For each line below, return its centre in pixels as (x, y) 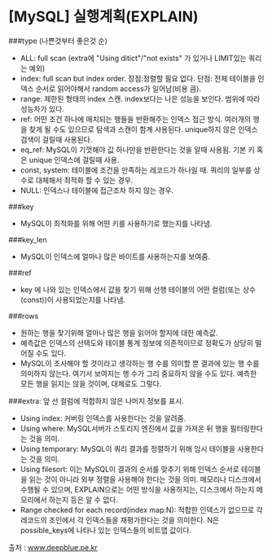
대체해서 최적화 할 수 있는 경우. (84, 180)
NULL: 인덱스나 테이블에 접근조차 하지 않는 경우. (97, 190)
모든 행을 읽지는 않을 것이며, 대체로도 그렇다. (91, 383)
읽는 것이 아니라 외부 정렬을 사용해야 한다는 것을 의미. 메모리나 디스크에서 (145, 479)
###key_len (28, 239)
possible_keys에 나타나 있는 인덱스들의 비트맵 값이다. (106, 530)
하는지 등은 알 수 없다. (83, 499)
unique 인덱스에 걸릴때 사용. (74, 160)
